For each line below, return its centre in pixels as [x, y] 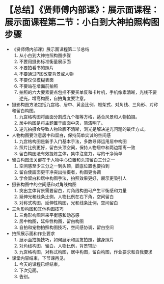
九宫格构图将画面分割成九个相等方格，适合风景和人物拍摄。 [79, 116]
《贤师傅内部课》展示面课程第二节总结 [50, 49]
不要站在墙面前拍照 [39, 86]
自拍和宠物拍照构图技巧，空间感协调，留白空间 [66, 227]
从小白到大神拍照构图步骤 [45, 55]
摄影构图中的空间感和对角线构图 [44, 184]
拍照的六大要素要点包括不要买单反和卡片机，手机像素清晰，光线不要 [88, 92]
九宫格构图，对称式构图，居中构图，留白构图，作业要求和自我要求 [86, 252]
